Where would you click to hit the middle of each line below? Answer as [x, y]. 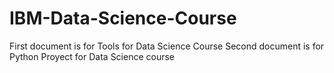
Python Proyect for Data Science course [92, 56]
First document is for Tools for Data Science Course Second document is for [167, 46]
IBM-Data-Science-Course [123, 18]
